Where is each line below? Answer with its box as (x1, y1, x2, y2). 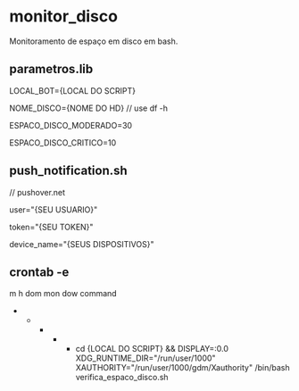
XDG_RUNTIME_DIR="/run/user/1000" (75, 353, 216, 363)
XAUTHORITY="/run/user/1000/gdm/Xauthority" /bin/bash (75, 362, 290, 373)
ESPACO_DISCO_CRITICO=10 (9, 137, 117, 148)
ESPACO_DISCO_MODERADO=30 (9, 120, 132, 130)
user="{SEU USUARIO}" (9, 204, 98, 215)
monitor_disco (9, 6, 119, 27)
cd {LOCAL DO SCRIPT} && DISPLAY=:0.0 (75, 344, 229, 354)
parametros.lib (9, 62, 94, 77)
